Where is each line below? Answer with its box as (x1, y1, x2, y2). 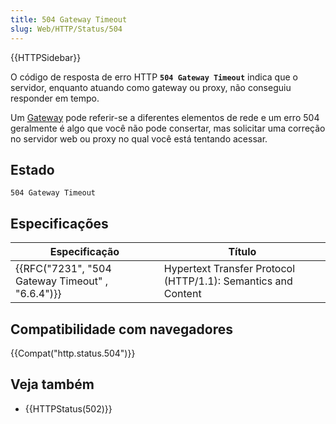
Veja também (10, 376, 95, 393)
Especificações (10, 215, 109, 232)
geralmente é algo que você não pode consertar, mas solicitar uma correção (10, 122, 326, 134)
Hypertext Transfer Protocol (163, 262, 296, 276)
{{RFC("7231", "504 (15, 262, 112, 276)
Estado (10, 161, 55, 178)
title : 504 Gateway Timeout (10, 14, 128, 25)
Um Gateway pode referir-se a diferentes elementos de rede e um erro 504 (10, 111, 320, 123)
